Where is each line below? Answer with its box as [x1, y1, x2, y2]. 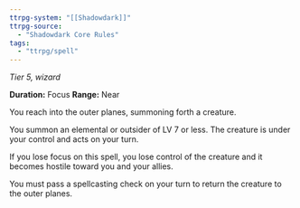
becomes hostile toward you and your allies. [9, 161, 173, 172]
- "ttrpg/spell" [17, 47, 79, 56]
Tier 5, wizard [9, 71, 61, 82]
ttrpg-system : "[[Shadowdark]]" [9, 13, 131, 23]
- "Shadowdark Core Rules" [17, 30, 119, 39]
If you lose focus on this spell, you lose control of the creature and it [9, 151, 263, 163]
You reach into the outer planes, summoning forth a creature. [9, 107, 237, 118]
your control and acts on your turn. [9, 134, 139, 145]
